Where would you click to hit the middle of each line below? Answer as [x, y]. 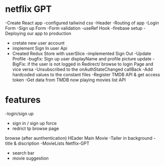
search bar [23, 153]
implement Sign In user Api [40, 48]
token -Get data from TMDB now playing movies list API [69, 80]
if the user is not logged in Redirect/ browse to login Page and [90, 64]
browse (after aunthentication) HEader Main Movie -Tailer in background [79, 138]
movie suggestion [30, 158]
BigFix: [19, 64]
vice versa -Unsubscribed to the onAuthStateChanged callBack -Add [82, 69]
